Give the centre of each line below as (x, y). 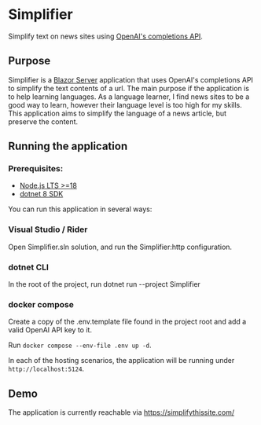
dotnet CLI (29, 267)
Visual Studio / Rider (48, 229)
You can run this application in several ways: (80, 209)
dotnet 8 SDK (41, 194)
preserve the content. (43, 121)
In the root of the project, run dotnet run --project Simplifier (104, 284)
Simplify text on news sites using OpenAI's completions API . (105, 36)
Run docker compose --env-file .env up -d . (80, 345)
